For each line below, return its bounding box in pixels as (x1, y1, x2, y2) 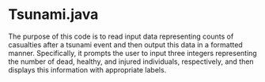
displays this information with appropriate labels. (8, 65, 167, 74)
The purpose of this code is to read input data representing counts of (8, 32, 234, 41)
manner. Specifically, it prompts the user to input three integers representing (8, 48, 257, 58)
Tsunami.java (8, 6, 99, 24)
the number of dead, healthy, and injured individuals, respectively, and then (8, 57, 255, 66)
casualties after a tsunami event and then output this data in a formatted (8, 39, 243, 49)
